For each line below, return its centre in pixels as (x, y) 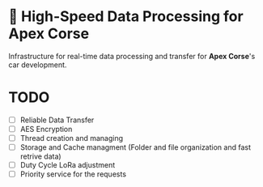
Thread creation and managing (72, 138)
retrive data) (41, 156)
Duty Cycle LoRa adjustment (68, 165)
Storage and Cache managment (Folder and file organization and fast (135, 147)
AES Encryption (46, 129)
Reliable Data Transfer (57, 120)
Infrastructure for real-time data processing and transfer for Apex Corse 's (132, 56)
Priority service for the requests (73, 174)
